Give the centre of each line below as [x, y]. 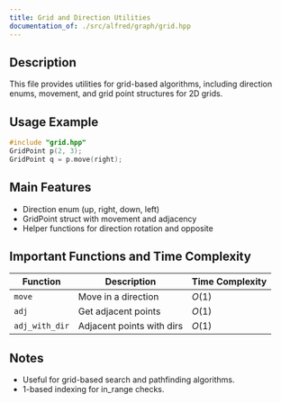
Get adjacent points [119, 311]
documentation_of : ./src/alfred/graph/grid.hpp [100, 26]
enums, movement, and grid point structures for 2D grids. [116, 94]
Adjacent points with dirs [131, 327]
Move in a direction [118, 297]
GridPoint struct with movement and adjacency [109, 219]
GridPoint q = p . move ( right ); [66, 159]
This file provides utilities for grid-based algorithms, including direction [141, 84]
